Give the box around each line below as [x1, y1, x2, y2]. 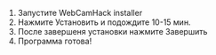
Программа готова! [17, 35, 92, 46]
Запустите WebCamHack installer [17, 8, 143, 18]
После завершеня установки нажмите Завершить [17, 27, 208, 36]
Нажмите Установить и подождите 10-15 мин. [17, 17, 191, 27]
